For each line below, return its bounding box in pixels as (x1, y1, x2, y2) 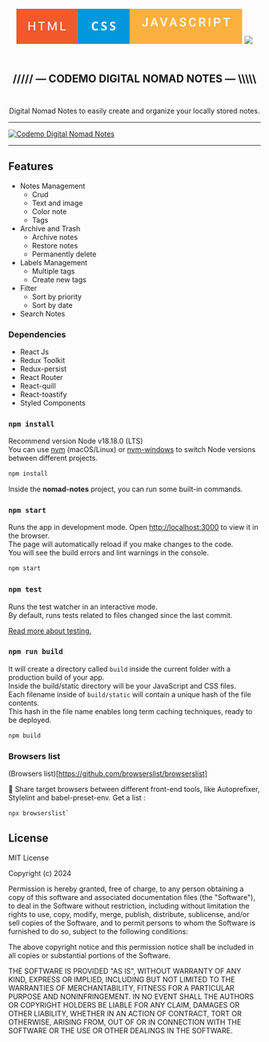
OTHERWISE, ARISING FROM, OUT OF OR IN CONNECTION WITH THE (8, 1017, 242, 1027)
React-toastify (19, 390, 67, 399)
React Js (19, 346, 50, 357)
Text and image (31, 198, 83, 208)
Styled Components (19, 398, 86, 407)
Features (8, 160, 54, 173)
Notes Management (19, 181, 86, 191)
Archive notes (31, 232, 78, 241)
